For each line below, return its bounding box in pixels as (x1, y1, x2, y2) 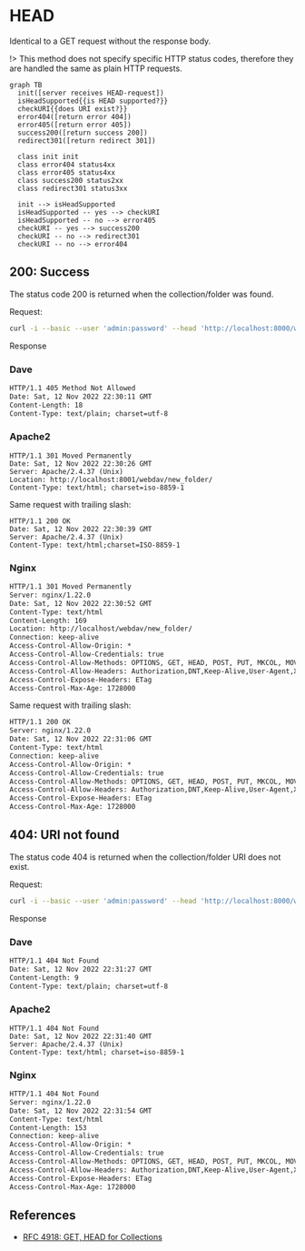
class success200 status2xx (17, 176, 124, 185)
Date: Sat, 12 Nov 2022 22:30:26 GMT (9, 459, 152, 469)
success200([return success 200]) (17, 128, 148, 137)
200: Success (9, 265, 91, 280)
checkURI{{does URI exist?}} (17, 104, 128, 114)
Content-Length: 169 (9, 616, 88, 625)
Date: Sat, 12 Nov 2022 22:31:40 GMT (9, 1032, 152, 1041)
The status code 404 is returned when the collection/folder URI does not (9, 852, 281, 863)
